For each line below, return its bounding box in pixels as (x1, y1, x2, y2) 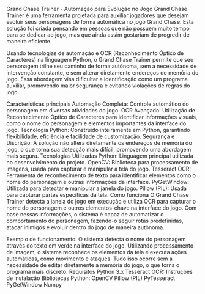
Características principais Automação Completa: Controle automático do (6, 100, 190, 108)
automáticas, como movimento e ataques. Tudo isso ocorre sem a (6, 255, 173, 262)
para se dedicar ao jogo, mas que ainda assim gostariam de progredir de (6, 31, 190, 39)
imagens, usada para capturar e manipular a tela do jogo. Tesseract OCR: (6, 165, 192, 172)
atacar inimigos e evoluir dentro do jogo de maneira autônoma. (6, 224, 165, 231)
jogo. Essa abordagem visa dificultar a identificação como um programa (6, 76, 188, 83)
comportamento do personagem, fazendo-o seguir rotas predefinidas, (6, 217, 184, 224)
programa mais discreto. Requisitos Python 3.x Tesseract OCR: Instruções (6, 268, 193, 275)
